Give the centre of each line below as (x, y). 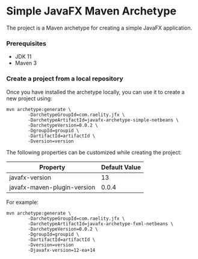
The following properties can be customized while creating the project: (94, 152)
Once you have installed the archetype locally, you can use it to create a (95, 92)
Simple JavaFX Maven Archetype (91, 11)
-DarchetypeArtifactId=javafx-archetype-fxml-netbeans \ (101, 224)
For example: (23, 202)
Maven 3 (26, 63)
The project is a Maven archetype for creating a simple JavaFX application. (99, 28)
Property (52, 167)
